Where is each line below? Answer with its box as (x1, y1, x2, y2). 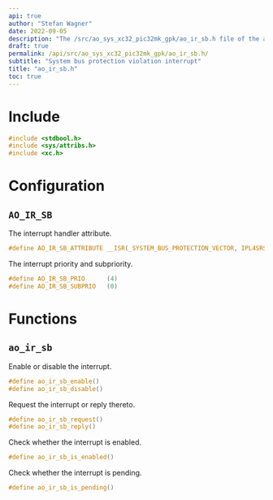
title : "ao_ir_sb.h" (8, 65, 79, 73)
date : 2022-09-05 (8, 27, 67, 35)
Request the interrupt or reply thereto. (8, 399, 136, 409)
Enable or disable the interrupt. (8, 361, 112, 371)
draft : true (8, 42, 49, 50)
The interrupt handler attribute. (8, 228, 112, 238)
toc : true (8, 72, 42, 80)
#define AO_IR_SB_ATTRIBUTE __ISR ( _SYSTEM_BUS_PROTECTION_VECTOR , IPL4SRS (8, 245, 267, 253)
